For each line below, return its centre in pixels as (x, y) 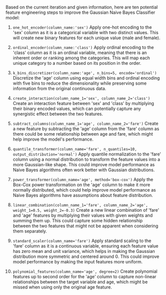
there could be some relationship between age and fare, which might (83, 134)
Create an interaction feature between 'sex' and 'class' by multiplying (83, 103)
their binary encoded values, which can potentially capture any (77, 109)
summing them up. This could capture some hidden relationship (78, 221)
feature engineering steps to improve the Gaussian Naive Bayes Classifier (81, 12)
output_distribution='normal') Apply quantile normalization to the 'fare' (87, 154)
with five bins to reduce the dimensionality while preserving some (80, 83)
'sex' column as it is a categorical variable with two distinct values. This (85, 32)
